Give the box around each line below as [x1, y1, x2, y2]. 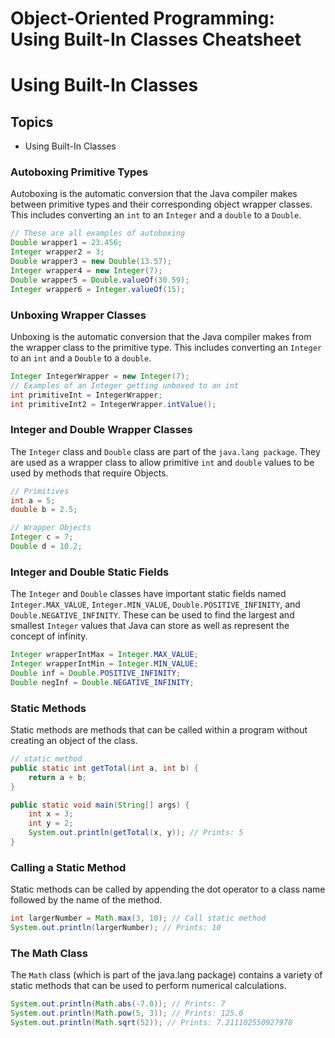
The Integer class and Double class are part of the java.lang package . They [10, 445, 321, 457]
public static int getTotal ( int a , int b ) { [10, 763, 199, 773]
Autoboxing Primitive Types [10, 165, 149, 179]
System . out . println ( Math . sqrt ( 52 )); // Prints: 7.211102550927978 [10, 1018, 293, 1028]
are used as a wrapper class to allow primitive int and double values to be [10, 456, 315, 468]
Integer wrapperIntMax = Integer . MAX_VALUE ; [10, 650, 199, 660]
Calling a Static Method [10, 860, 127, 874]
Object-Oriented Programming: [10, 7, 275, 30]
